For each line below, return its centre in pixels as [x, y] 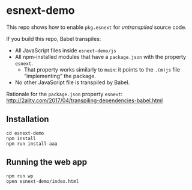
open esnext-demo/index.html [43, 181]
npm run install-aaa [32, 144]
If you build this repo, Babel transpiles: [54, 38]
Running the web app [47, 162]
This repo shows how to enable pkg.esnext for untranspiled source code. [97, 27]
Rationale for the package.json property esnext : [64, 94]
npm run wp [20, 176]
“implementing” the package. [60, 76]
